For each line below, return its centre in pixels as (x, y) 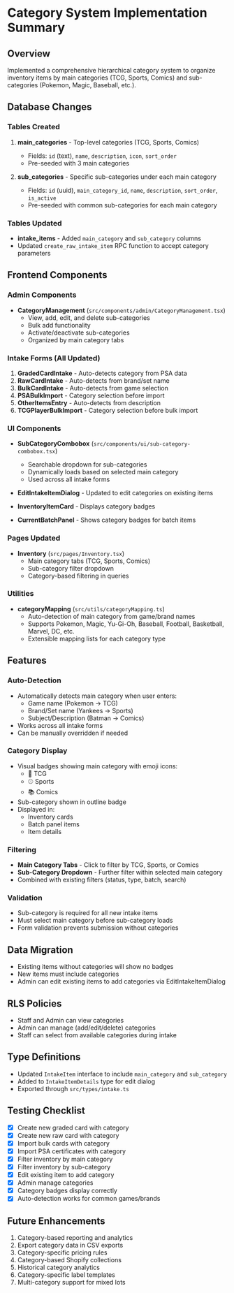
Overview (29, 53)
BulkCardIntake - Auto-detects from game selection (93, 388)
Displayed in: (36, 809)
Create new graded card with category (73, 1127)
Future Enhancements (57, 1221)
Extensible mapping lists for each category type (97, 638)
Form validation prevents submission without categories (98, 928)
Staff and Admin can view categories (71, 1021)
